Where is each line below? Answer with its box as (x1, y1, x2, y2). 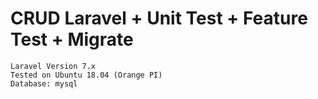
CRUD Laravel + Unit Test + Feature (10, 7, 308, 30)
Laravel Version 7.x (10, 61, 97, 71)
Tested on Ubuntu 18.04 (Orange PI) (10, 70, 163, 80)
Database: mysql (10, 78, 78, 89)
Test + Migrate (10, 28, 134, 51)
